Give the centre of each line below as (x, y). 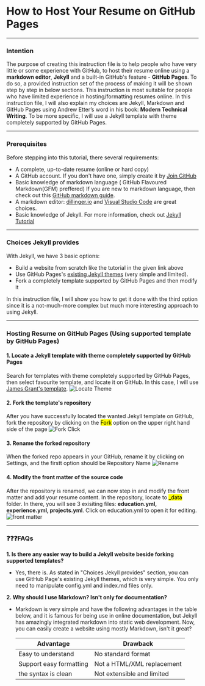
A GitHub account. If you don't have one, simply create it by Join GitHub (106, 176)
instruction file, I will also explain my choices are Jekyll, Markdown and (95, 103)
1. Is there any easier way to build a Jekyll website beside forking (90, 554)
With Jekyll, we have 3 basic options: (53, 256)
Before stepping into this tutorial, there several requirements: (83, 157)
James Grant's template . (37, 388)
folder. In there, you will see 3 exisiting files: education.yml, (82, 504)
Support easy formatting (53, 663)
